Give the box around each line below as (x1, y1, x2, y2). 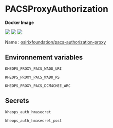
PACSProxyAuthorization (5, 3, 109, 15)
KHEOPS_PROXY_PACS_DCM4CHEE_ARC (5, 83, 71, 88)
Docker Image (5, 20, 34, 25)
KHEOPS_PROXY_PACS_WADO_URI (5, 66, 62, 71)
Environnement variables (5, 53, 83, 62)
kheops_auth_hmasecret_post (5, 118, 62, 123)
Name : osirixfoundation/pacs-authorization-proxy (5, 39, 106, 45)
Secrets (5, 97, 29, 105)
